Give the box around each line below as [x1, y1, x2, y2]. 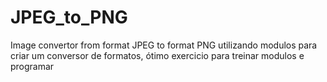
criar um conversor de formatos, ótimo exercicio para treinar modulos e [10, 49, 305, 61]
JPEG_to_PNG [10, 6, 128, 29]
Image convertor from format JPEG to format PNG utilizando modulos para [10, 39, 318, 51]
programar [10, 60, 55, 72]
